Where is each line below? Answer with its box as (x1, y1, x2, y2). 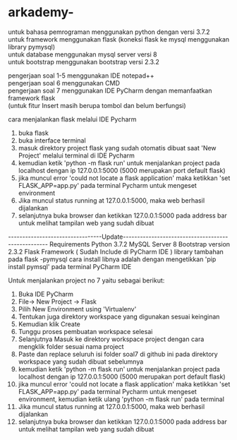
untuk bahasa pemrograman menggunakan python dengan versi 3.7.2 (8, 28, 210, 36)
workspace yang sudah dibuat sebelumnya (18, 357, 144, 366)
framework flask (8, 93, 56, 102)
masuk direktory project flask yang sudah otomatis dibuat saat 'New (18, 143, 217, 152)
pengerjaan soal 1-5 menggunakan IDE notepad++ (8, 71, 154, 80)
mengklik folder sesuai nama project (18, 342, 124, 350)
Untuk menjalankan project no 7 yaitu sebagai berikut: (8, 276, 165, 285)
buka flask (18, 129, 49, 137)
